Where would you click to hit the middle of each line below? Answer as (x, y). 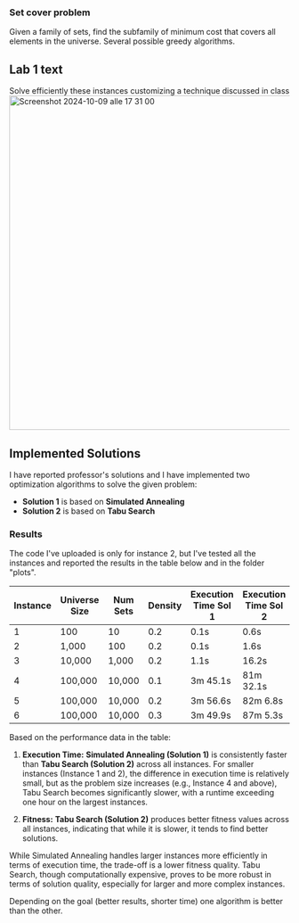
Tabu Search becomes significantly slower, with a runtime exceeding (148, 793)
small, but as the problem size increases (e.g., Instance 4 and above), (149, 783)
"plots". (23, 573)
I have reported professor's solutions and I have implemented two (130, 474)
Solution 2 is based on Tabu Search (89, 511)
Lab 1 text (36, 69)
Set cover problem (50, 12)
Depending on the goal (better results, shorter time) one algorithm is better (146, 902)
